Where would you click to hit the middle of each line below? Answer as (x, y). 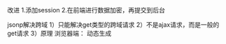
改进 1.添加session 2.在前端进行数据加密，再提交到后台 (86, 10)
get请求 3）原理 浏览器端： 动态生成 (59, 33)
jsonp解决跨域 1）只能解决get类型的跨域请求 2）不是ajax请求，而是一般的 (113, 25)
